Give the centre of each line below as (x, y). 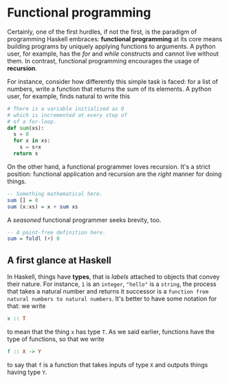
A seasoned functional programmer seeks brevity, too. (84, 220)
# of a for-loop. (32, 122)
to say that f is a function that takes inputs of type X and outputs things (108, 364)
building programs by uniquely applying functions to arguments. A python (111, 46)
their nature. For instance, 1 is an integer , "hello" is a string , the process (112, 284)
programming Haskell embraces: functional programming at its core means (115, 39)
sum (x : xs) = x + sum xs (43, 207)
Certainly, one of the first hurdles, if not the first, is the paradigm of (102, 32)
